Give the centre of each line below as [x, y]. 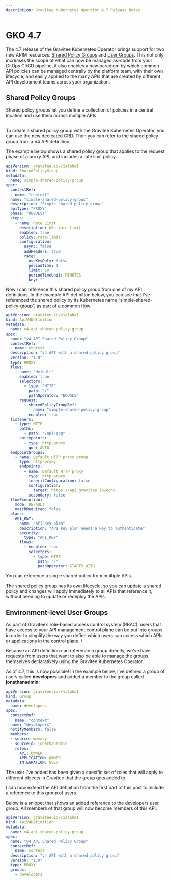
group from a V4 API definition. [38, 142]
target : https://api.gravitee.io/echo [74, 490]
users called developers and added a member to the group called [75, 677]
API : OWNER [31, 753]
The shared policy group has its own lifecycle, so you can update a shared [84, 586]
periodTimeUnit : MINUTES [55, 275]
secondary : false [47, 495]
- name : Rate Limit [36, 223]
